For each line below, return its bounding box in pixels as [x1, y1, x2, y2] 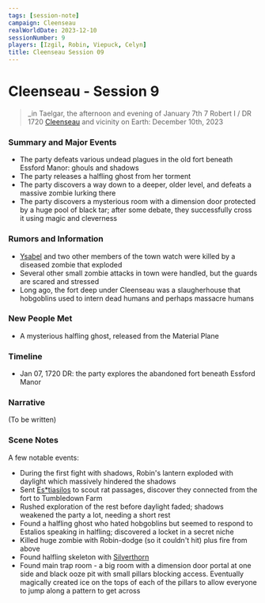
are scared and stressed [19, 276, 100, 286]
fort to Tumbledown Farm [19, 493, 103, 502]
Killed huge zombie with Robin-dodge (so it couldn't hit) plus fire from [19, 535, 248, 544]
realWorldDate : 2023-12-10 [8, 26, 97, 34]
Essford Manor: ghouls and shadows [19, 163, 140, 173]
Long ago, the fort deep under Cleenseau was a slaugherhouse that [19, 285, 241, 294]
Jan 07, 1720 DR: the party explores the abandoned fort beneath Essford [19, 369, 256, 378]
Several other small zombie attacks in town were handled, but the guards [19, 268, 258, 278]
